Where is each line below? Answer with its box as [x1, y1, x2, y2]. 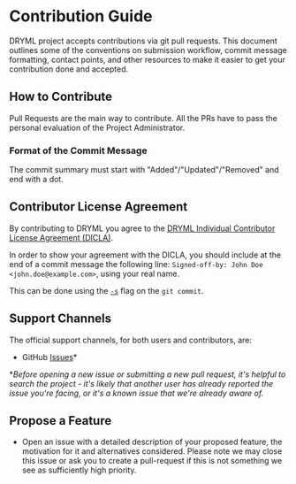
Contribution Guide [9, 6, 153, 27]
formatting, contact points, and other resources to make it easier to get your [9, 54, 285, 65]
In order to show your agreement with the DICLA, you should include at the [9, 250, 281, 260]
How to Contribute [9, 89, 113, 104]
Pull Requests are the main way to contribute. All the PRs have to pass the [9, 112, 278, 123]
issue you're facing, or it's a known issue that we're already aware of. [9, 388, 264, 398]
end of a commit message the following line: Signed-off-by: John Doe [9, 258, 263, 269]
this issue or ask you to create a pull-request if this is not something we [21, 456, 283, 466]
